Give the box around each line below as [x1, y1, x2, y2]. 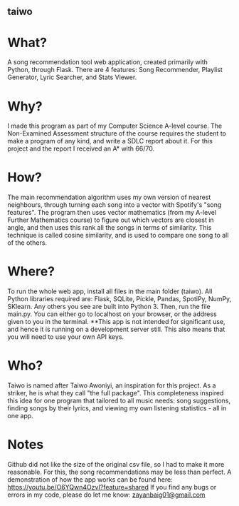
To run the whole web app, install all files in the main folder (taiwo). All [7, 287, 213, 295]
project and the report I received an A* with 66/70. [7, 144, 155, 153]
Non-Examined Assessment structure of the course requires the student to [7, 129, 226, 138]
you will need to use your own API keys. [7, 333, 124, 341]
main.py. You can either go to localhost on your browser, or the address [7, 310, 217, 318]
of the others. [7, 238, 48, 247]
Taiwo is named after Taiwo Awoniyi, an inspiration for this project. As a [7, 381, 216, 390]
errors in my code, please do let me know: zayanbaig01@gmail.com [7, 490, 206, 499]
